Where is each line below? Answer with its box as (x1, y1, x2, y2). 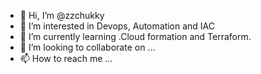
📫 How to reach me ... (19, 53, 113, 64)
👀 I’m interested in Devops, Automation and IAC (19, 20, 216, 32)
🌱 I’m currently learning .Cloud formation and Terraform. (19, 31, 252, 42)
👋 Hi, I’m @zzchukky (19, 10, 105, 21)
